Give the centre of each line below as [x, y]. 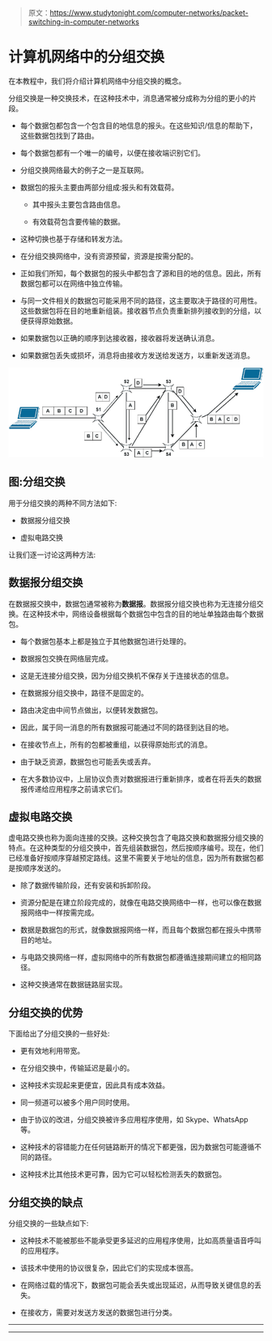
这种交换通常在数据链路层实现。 [73, 985]
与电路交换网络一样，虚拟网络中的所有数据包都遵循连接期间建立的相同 [137, 957]
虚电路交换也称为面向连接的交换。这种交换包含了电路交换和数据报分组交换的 [136, 838]
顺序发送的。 [44, 868]
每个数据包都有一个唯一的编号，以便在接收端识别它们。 [112, 152]
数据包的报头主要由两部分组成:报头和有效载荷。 [99, 187]
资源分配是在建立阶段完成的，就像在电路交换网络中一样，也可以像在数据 [140, 903]
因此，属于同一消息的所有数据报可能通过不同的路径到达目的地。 [126, 727]
